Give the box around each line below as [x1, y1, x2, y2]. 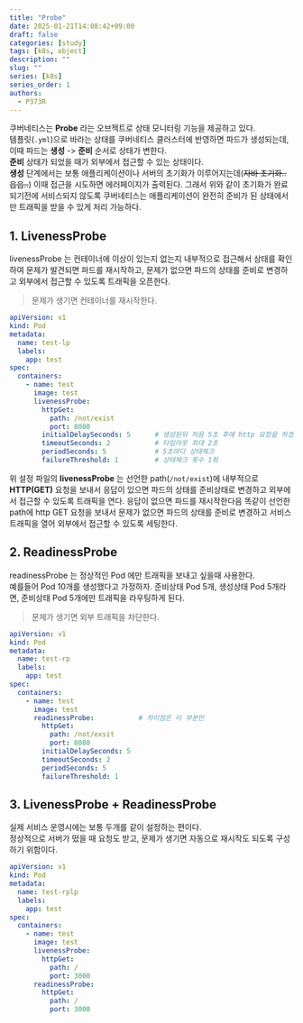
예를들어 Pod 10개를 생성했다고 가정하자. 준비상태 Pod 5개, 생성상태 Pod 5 [9, 580, 272, 591]
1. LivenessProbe [9, 228, 107, 243]
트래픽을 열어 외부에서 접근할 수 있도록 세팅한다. [9, 517, 179, 528]
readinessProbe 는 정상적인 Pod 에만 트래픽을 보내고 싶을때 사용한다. [9, 570, 255, 580]
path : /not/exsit [49, 730, 115, 739]
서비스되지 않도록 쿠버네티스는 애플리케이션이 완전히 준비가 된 [40, 190, 258, 201]
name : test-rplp [17, 887, 78, 897]
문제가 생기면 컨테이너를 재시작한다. [31, 295, 158, 306]
